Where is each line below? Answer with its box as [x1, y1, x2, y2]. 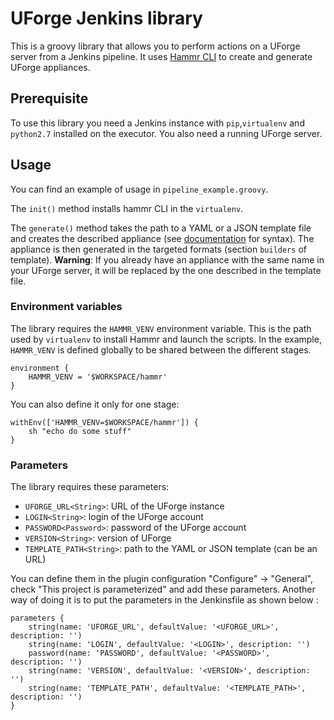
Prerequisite [10, 90, 89, 107]
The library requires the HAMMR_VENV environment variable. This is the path [10, 322, 312, 334]
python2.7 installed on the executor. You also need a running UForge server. [10, 127, 323, 139]
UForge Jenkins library [10, 7, 203, 30]
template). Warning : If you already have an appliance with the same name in [10, 253, 325, 266]
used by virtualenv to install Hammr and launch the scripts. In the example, [10, 333, 322, 345]
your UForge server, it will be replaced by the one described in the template [10, 264, 322, 276]
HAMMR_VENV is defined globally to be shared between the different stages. [10, 343, 312, 356]
